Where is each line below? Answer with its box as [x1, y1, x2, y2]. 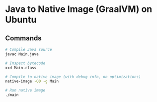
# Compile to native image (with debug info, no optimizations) [5, 74, 141, 79]
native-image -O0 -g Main [5, 79, 59, 84]
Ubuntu [5, 14, 37, 25]
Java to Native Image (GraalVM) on [5, 3, 153, 15]
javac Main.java [5, 51, 39, 57]
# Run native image [5, 88, 46, 93]
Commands [5, 34, 42, 42]
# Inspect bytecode [5, 61, 46, 66]
